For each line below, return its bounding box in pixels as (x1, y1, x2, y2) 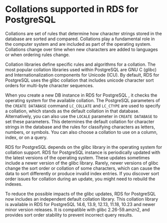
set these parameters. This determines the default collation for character (5, 118, 155, 124)
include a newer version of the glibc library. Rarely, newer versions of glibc (5, 160, 159, 166)
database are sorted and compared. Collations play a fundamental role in (5, 36, 155, 42)
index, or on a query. (5, 134, 48, 140)
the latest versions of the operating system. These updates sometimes (5, 154, 150, 160)
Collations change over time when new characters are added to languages (5, 46, 158, 52)
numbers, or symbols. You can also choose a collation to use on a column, (5, 129, 158, 135)
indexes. (5, 181, 22, 187)
